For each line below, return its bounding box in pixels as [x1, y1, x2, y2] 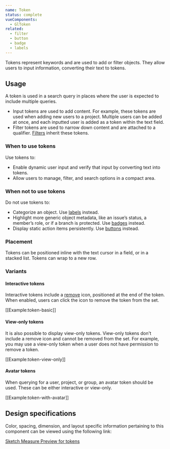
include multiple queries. [5, 98, 57, 104]
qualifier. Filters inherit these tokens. [12, 130, 89, 136]
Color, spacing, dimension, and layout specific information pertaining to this [5, 422, 164, 429]
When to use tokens [5, 143, 56, 150]
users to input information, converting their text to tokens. [5, 65, 126, 71]
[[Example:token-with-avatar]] [5, 394, 69, 401]
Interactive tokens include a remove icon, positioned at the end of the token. [5, 292, 165, 298]
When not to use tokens [5, 188, 65, 195]
